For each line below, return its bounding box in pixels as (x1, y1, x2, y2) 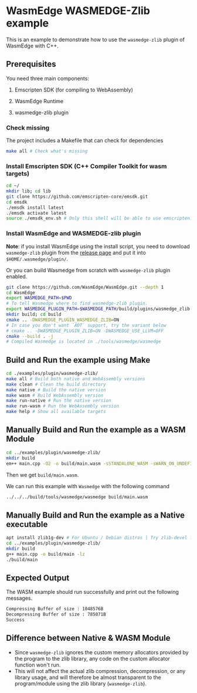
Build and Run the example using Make (6, 355, 151, 365)
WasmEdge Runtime (14, 97, 64, 104)
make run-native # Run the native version (6, 398, 111, 404)
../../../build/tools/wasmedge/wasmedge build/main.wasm (6, 494, 148, 500)
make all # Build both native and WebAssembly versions (6, 376, 145, 382)
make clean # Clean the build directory (6, 381, 107, 387)
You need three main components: (6, 75, 90, 82)
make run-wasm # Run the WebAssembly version (6, 403, 119, 409)
